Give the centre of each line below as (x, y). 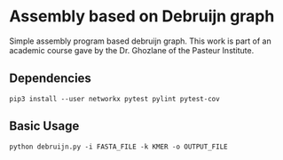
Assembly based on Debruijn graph (142, 16)
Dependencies (50, 79)
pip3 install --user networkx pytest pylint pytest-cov (114, 99)
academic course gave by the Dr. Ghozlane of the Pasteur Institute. (132, 50)
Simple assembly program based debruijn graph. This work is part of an (141, 41)
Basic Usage (44, 126)
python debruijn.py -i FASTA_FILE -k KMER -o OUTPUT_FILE (118, 147)
